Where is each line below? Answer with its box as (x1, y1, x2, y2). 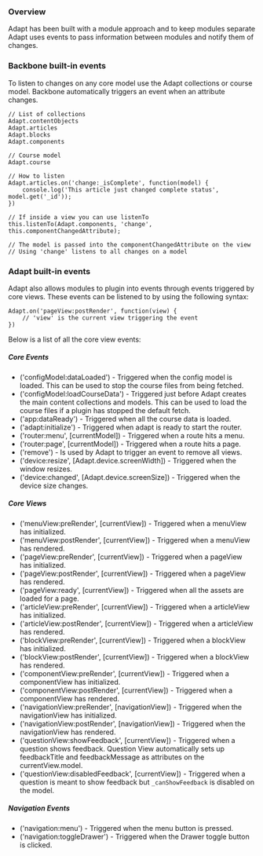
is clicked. (19, 840, 53, 850)
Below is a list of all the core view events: (8, 335, 141, 344)
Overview (8, 6, 46, 17)
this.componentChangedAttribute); (8, 227, 122, 235)
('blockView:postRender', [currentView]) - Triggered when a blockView (19, 652, 250, 661)
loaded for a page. (19, 594, 80, 603)
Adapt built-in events (8, 265, 91, 276)
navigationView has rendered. (19, 727, 116, 737)
